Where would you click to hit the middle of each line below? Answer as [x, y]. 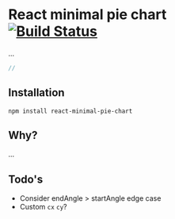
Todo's [26, 179]
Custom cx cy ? [43, 207]
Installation [36, 93]
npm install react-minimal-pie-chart [70, 111]
